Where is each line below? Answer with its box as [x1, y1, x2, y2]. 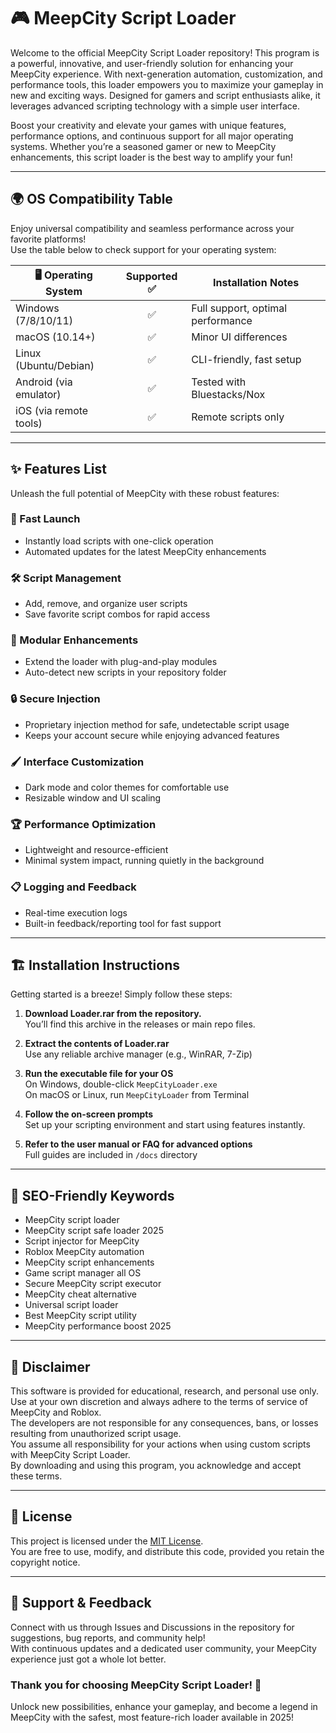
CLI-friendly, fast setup [191, 352, 302, 366]
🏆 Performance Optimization [10, 817, 157, 831]
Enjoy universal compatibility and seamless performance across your [10, 222, 295, 234]
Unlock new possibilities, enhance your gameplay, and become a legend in [10, 1701, 318, 1712]
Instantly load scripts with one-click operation [24, 535, 214, 547]
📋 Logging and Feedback [10, 880, 137, 894]
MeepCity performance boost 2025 [24, 1320, 172, 1332]
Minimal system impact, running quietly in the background [24, 855, 265, 867]
